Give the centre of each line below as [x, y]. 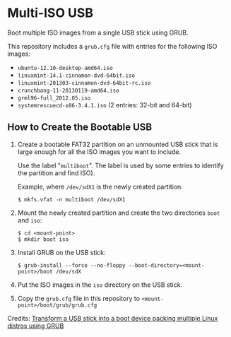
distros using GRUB [36, 326]
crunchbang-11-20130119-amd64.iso [68, 90]
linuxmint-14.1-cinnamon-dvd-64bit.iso [76, 76]
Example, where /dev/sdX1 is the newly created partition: [100, 187]
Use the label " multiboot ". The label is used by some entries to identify [120, 165]
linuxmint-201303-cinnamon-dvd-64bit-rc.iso [84, 83]
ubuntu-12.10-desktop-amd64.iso [65, 68]
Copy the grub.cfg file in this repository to [78, 298]
